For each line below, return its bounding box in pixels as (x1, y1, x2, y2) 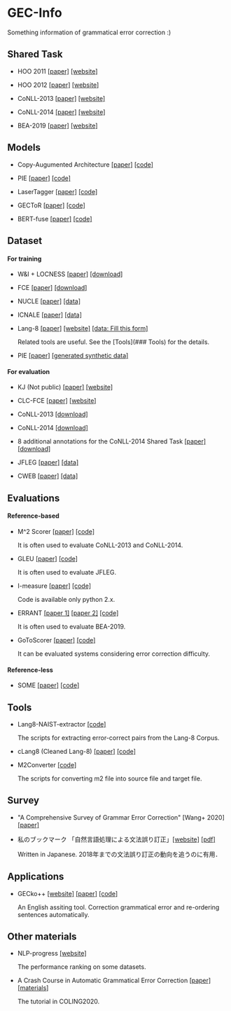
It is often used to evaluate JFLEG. (17, 568, 117, 576)
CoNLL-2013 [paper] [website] (17, 94, 106, 102)
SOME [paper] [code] (17, 681, 80, 689)
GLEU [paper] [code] (17, 554, 78, 563)
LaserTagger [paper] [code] (17, 187, 98, 195)
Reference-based (7, 511, 59, 520)
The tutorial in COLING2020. (17, 997, 100, 1006)
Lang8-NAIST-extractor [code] (17, 720, 106, 728)
